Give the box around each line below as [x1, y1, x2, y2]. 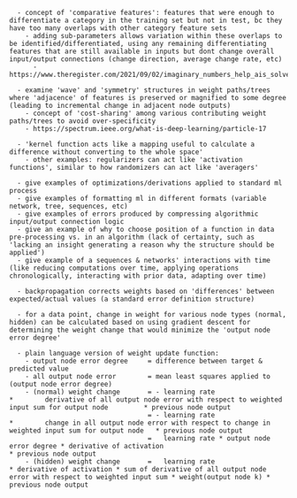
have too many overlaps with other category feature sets [9, 24, 227, 33]
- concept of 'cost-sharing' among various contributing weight [25, 109, 267, 118]
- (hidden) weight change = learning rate [25, 457, 216, 466]
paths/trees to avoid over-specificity [9, 117, 156, 126]
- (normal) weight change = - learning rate [25, 387, 216, 396]
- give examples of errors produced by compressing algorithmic [17, 210, 259, 218]
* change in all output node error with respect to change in [9, 418, 271, 427]
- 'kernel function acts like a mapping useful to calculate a [17, 140, 255, 149]
